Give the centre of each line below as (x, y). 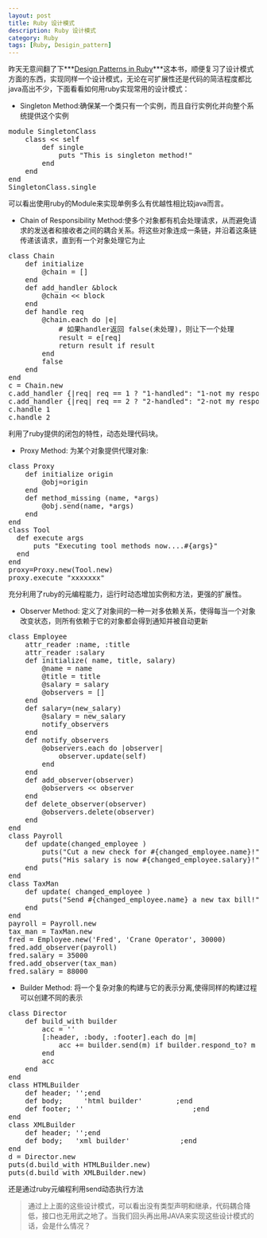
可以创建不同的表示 (51, 998)
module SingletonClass (52, 132)
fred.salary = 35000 (48, 956)
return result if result (107, 346)
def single (63, 147)
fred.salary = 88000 (48, 972)
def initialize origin (69, 474)
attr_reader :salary (65, 653)
